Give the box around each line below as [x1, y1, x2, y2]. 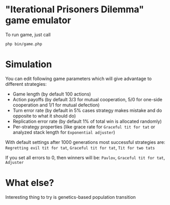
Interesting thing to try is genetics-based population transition [5, 194, 136, 200]
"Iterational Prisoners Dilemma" [5, 4, 144, 15]
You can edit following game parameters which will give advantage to [5, 76, 152, 82]
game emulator [5, 14, 71, 26]
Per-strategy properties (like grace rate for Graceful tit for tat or [12, 123, 155, 129]
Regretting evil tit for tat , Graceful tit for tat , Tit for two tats [5, 144, 155, 151]
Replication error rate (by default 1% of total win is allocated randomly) [12, 118, 162, 124]
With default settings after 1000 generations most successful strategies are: [5, 139, 165, 145]
